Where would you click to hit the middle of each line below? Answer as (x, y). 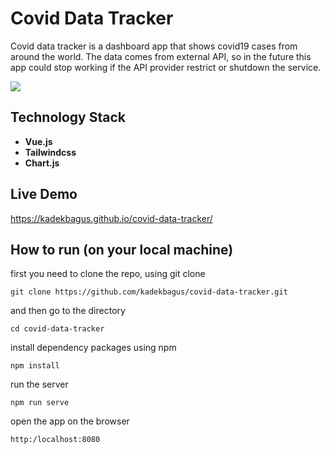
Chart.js (42, 163)
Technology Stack (68, 117)
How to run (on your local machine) (122, 249)
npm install (35, 366)
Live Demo (44, 194)
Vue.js (38, 141)
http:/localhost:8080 (55, 440)
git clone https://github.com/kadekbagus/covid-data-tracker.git (149, 292)
